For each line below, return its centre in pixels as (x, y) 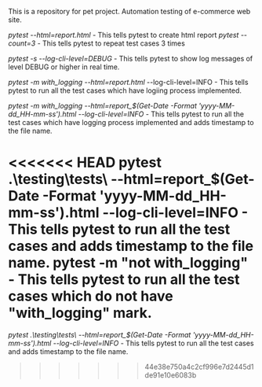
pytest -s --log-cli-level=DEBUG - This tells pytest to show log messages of (131, 59)
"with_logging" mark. (80, 313)
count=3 (22, 43)
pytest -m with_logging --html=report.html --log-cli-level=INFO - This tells (128, 82)
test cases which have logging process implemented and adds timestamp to (131, 122)
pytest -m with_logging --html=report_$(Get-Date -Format (103, 106)
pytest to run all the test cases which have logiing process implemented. (125, 90)
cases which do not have (91, 296)
